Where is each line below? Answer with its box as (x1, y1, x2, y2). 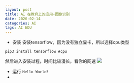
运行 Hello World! (12, 69, 49, 75)
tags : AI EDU (5, 25, 32, 30)
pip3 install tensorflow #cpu (5, 49, 67, 54)
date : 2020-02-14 (5, 16, 41, 21)
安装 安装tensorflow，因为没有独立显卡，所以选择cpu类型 (12, 40, 130, 45)
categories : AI (5, 21, 36, 26)
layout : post (5, 7, 32, 12)
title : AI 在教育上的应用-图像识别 (5, 12, 70, 17)
